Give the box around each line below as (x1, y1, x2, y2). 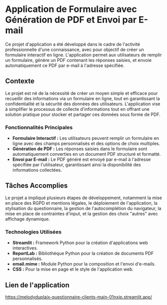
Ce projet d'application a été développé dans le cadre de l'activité (5, 41, 141, 47)
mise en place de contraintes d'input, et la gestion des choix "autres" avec (5, 211, 158, 217)
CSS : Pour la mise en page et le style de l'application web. (12, 266, 134, 273)
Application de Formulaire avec (5, 3, 137, 15)
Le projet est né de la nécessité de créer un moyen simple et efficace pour (5, 90, 158, 96)
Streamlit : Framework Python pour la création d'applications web (12, 240, 148, 246)
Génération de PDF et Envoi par (5, 14, 137, 25)
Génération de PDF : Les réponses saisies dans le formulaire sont (12, 146, 148, 152)
